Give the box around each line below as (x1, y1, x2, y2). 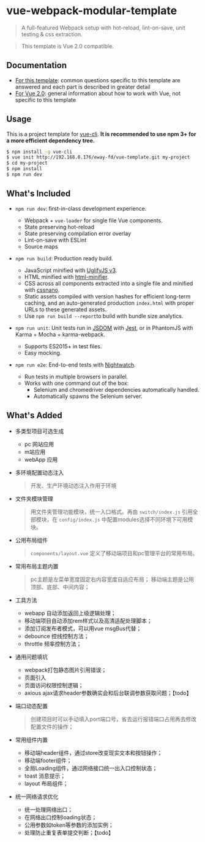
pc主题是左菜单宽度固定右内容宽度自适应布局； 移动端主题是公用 (30, 575, 195, 583)
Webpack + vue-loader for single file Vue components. (24, 216, 163, 224)
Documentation (6, 60, 67, 71)
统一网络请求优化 (15, 793, 59, 800)
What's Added (6, 410, 62, 421)
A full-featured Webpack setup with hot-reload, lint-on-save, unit (21, 24, 185, 31)
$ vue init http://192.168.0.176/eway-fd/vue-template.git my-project (6, 154, 190, 160)
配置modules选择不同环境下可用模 (106, 515, 193, 523)
